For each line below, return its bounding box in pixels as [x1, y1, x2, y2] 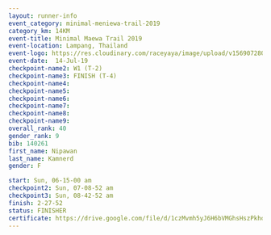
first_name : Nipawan [8, 147, 78, 155]
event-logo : [8, 49, 48, 57]
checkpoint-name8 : [8, 110, 70, 118]
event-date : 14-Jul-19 [8, 57, 89, 65]
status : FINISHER [8, 207, 67, 215]
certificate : [8, 214, 52, 222]
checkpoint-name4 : [8, 79, 70, 87]
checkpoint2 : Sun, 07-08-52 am [8, 184, 114, 192]
